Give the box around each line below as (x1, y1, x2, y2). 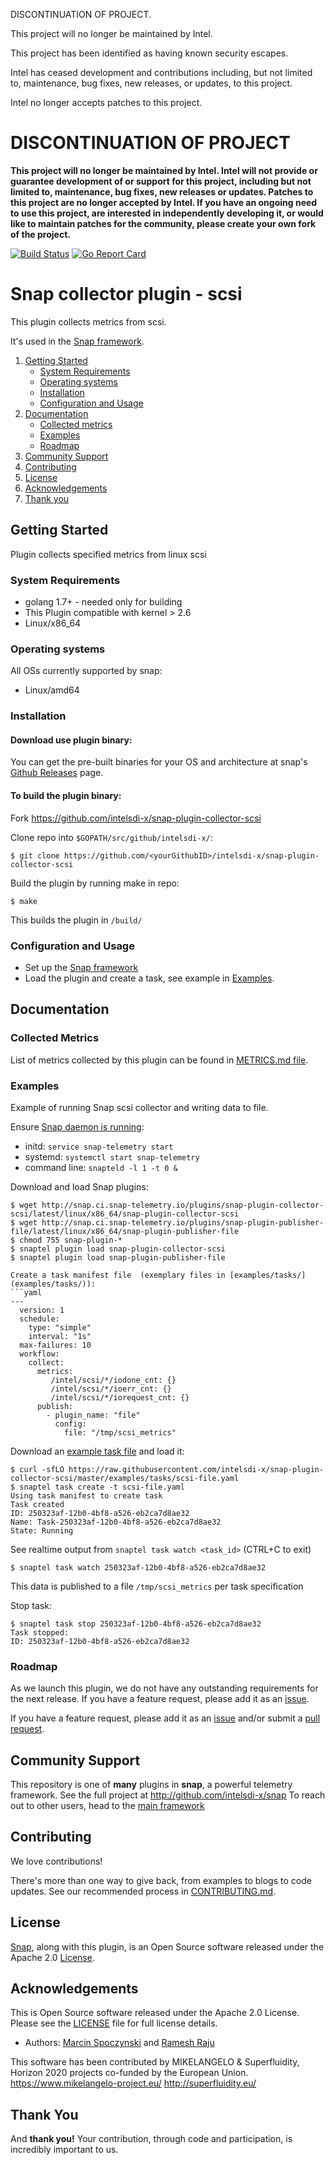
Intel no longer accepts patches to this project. (10, 97, 203, 108)
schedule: (19, 1314, 60, 1324)
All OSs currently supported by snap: (10, 665, 163, 677)
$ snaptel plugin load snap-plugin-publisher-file (10, 1252, 226, 1263)
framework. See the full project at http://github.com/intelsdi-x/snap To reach (10, 1789, 326, 1801)
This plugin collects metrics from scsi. (10, 315, 167, 328)
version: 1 (19, 1305, 65, 1315)
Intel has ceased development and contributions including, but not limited (10, 67, 313, 78)
